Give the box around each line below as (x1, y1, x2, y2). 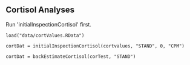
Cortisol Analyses (5, 5, 75, 15)
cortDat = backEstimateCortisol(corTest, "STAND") (5, 54, 136, 60)
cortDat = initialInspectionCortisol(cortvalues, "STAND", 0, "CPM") (5, 43, 185, 49)
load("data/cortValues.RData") (5, 32, 85, 39)
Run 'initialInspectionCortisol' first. (5, 20, 91, 28)
